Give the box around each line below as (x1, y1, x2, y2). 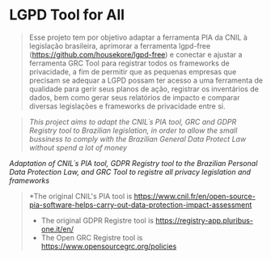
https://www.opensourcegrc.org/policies (40, 241, 177, 251)
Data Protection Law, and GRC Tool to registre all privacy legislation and (9, 167, 252, 176)
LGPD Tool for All (9, 6, 125, 24)
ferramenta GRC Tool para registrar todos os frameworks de (28, 58, 230, 68)
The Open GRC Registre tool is (40, 232, 143, 242)
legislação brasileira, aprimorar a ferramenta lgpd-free (28, 40, 211, 50)
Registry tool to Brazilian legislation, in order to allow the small (28, 125, 238, 135)
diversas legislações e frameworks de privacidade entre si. (28, 101, 226, 111)
